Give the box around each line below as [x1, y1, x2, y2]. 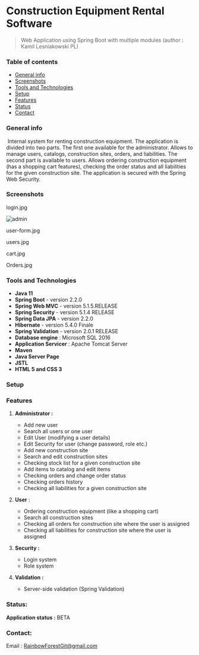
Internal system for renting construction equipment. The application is [7, 137, 179, 145]
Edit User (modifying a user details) [23, 434, 110, 441]
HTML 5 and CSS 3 [14, 366, 62, 373]
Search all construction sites [23, 514, 94, 521]
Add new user [23, 421, 58, 429]
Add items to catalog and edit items [23, 466, 111, 473]
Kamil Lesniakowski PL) [20, 43, 79, 50]
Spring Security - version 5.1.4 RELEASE [14, 309, 115, 316]
